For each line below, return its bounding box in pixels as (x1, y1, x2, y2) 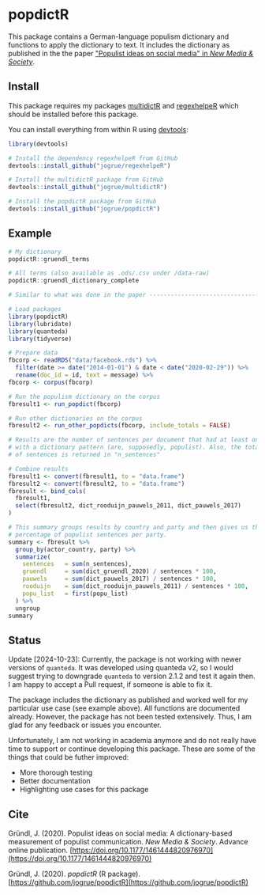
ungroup (15, 604, 41, 612)
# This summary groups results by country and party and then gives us (8, 524, 248, 532)
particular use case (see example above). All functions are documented (8, 703, 241, 713)
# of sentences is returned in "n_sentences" (8, 451, 160, 459)
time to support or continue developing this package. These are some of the (8, 744, 256, 753)
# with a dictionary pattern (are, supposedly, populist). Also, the (8, 443, 242, 452)
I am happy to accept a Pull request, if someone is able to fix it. (8, 680, 213, 689)
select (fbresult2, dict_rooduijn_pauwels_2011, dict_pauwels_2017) (15, 502, 242, 510)
